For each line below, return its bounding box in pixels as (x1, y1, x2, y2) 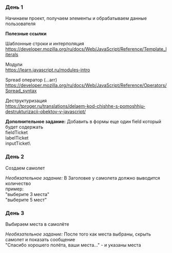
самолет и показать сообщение (5, 236, 75, 242)
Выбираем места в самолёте (5, 221, 69, 227)
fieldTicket (5, 129, 28, 135)
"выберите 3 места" (5, 191, 50, 197)
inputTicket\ (5, 140, 31, 147)
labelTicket (5, 135, 29, 141)
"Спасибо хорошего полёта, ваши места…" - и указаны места (5, 242, 141, 248)
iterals (5, 51, 18, 57)
